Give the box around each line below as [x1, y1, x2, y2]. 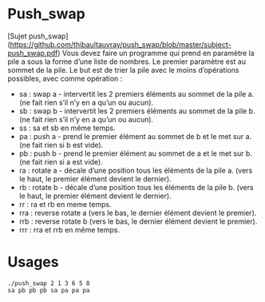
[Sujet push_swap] [7, 31, 69, 41]
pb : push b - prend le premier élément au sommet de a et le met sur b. [18, 149, 253, 158]
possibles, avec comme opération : [7, 74, 123, 83]
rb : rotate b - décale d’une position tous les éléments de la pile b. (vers [18, 182, 254, 192]
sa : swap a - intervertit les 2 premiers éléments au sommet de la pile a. [18, 89, 255, 98]
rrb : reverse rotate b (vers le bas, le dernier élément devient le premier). [18, 217, 258, 226]
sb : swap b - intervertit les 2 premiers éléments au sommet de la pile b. [18, 105, 255, 116]
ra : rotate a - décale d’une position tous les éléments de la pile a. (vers [18, 165, 253, 175]
